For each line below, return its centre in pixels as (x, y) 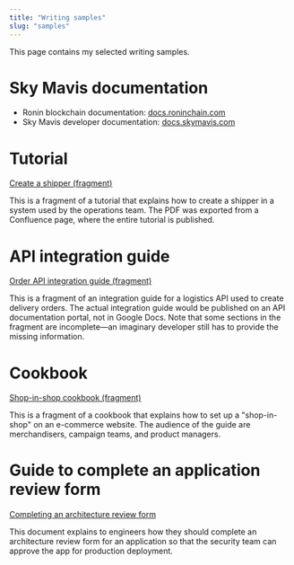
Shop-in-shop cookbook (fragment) (75, 398)
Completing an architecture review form (83, 515)
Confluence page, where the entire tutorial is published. (112, 220)
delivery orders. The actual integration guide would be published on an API (147, 308)
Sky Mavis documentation (109, 88)
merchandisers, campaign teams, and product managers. (115, 434)
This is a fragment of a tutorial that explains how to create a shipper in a (142, 201)
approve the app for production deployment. (91, 551)
